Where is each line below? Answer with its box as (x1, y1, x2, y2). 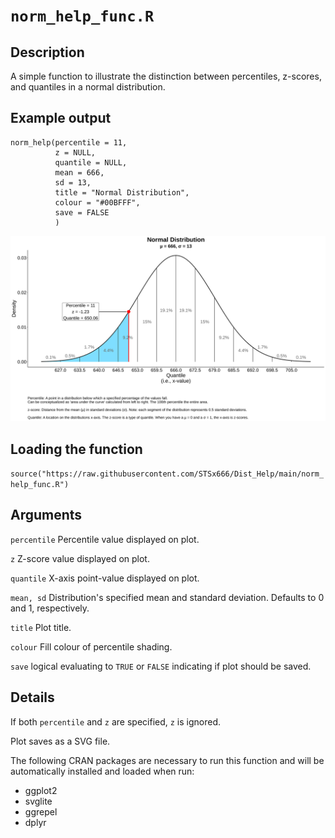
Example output (10, 110, 112, 127)
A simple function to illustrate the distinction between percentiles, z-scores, (10, 70, 322, 82)
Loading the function (10, 440, 143, 458)
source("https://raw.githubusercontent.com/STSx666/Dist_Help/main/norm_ (10, 469, 325, 479)
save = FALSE (54, 207, 110, 218)
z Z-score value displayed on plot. (10, 552, 150, 564)
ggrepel (24, 805, 58, 818)
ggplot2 (24, 784, 58, 796)
